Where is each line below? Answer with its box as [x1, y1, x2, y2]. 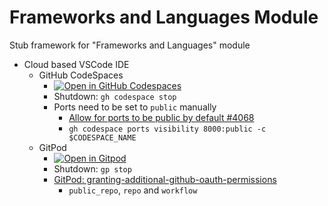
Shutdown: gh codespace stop [53, 90, 177, 102]
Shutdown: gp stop [53, 162, 132, 175]
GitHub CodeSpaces [38, 69, 124, 81]
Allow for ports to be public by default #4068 [68, 111, 255, 123]
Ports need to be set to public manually [53, 101, 217, 113]
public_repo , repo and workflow [68, 184, 198, 196]
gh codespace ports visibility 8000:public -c [68, 124, 267, 134]
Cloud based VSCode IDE [23, 58, 130, 70]
